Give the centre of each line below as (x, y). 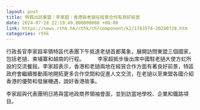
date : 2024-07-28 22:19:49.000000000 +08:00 (62, 23)
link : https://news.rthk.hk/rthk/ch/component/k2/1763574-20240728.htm (97, 28)
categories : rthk (28, 34)
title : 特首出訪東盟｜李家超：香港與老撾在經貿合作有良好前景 (73, 17)
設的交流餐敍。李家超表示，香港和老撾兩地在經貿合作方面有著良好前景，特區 (100, 67)
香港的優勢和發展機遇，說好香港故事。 (52, 81)
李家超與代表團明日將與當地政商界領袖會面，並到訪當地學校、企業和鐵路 (95, 94)
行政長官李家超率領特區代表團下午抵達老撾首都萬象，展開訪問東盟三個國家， (100, 52)
